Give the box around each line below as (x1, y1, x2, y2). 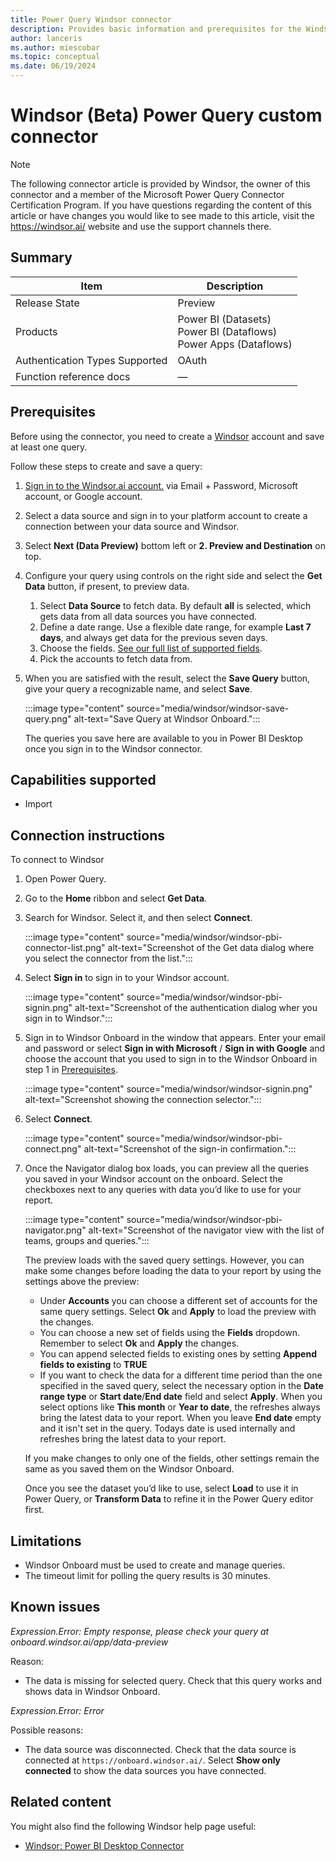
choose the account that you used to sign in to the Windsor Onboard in (24, 1053, 318, 1065)
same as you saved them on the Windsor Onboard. (24, 1463, 235, 1475)
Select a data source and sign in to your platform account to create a (24, 509, 308, 521)
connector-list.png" (24, 942, 106, 954)
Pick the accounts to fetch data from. (39, 652, 193, 665)
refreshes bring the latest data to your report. (39, 1433, 227, 1445)
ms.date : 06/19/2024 (10, 61, 97, 71)
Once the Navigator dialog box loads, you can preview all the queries (24, 1162, 310, 1175)
